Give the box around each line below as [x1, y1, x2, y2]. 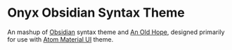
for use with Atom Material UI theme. [7, 35, 114, 43]
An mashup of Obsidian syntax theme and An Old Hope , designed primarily [7, 28, 225, 36]
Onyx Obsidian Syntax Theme [7, 5, 185, 21]
